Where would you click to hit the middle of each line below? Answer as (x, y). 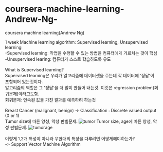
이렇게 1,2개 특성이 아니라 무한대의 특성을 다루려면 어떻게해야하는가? (70, 138)
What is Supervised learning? (35, 69)
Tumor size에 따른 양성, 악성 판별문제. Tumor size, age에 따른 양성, (79, 121)
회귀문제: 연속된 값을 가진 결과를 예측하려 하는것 (51, 100)
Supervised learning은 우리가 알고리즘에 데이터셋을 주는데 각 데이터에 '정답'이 (80, 75)
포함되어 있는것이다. (24, 82)
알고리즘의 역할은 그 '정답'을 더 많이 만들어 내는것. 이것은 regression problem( (80, 87)
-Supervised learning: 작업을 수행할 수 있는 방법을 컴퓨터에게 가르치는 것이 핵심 (81, 53)
